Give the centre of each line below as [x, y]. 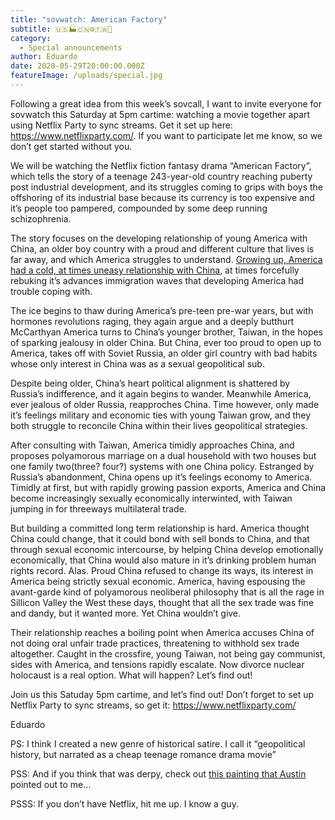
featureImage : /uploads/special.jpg [86, 76]
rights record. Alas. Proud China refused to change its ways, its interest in [162, 570]
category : [31, 38]
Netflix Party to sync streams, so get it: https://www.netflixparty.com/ [153, 705]
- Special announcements [71, 47]
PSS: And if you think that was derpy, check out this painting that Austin [158, 773]
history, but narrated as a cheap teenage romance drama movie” [143, 754]
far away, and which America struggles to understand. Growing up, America [166, 259]
